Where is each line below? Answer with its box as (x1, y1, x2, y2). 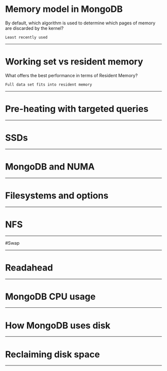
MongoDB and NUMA (5, 161, 95, 172)
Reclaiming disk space (5, 349, 100, 360)
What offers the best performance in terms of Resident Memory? (5, 72, 138, 78)
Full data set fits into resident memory (5, 82, 92, 87)
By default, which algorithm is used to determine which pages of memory (5, 20, 156, 26)
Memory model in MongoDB (5, 3, 123, 15)
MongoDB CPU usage (5, 291, 96, 302)
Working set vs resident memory (5, 56, 143, 68)
